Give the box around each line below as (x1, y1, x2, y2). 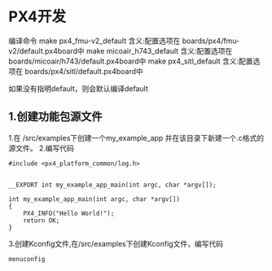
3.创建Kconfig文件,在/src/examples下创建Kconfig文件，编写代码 (8, 238, 224, 248)
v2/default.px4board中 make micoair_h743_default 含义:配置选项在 (8, 46, 233, 55)
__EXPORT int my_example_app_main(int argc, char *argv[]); (8, 181, 217, 189)
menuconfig (8, 255, 46, 263)
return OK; (23, 216, 60, 225)
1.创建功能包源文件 (8, 110, 103, 124)
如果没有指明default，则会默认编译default (8, 83, 149, 94)
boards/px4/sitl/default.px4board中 (24, 66, 144, 76)
